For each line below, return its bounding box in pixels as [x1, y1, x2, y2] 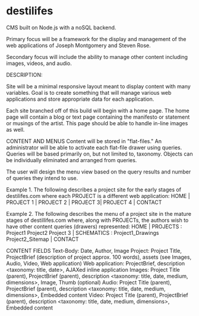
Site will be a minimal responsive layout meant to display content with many [6, 82, 191, 90]
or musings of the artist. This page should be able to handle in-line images [6, 119, 188, 126]
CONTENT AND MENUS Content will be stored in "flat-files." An [6, 137, 162, 144]
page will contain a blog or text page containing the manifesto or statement [6, 113, 190, 120]
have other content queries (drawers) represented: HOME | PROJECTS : [6, 222, 182, 230]
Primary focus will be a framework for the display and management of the [6, 35, 187, 42]
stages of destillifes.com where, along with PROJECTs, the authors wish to [6, 216, 189, 224]
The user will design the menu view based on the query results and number [6, 168, 191, 175]
